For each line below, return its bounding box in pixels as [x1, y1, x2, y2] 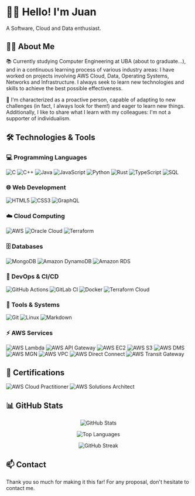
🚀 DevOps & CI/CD [6, 273, 59, 281]
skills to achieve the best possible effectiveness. [6, 84, 123, 91]
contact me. [6, 484, 35, 491]
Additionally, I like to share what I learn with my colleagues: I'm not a [6, 108, 171, 115]
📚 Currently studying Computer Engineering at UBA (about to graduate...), [6, 57, 186, 64]
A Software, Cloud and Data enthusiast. [6, 25, 101, 32]
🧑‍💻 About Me [6, 42, 55, 52]
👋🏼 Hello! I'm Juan [6, 5, 97, 19]
